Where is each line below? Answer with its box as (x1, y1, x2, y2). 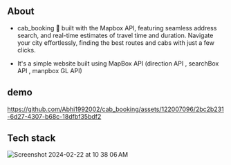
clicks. (17, 46, 36, 54)
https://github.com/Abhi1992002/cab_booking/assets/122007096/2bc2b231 (7, 105, 224, 113)
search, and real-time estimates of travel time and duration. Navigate (17, 31, 214, 39)
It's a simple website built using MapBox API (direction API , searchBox (17, 59, 219, 68)
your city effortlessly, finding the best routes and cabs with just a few (17, 38, 214, 47)
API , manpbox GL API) (17, 66, 83, 75)
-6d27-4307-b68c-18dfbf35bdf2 (7, 112, 102, 120)
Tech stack (7, 133, 56, 144)
